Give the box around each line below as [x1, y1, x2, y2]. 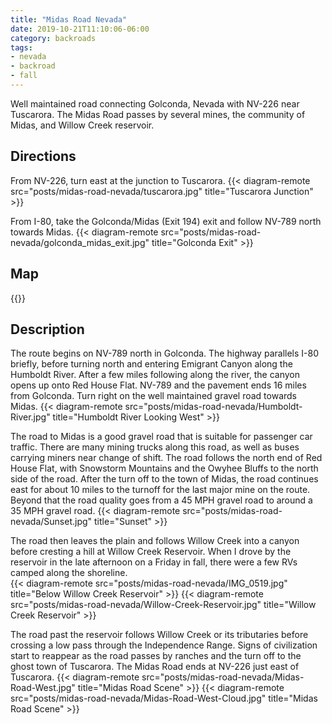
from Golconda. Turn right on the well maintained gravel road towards [10, 390, 297, 402]
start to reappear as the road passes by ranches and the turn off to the [10, 650, 302, 662]
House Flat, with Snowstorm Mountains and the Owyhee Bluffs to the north [10, 462, 319, 475]
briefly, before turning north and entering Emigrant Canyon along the [10, 358, 293, 370]
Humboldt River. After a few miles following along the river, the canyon [10, 369, 301, 381]
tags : [10, 42, 33, 53]
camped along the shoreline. [10, 567, 128, 579]
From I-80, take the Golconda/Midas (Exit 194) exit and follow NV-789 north [10, 215, 322, 227]
